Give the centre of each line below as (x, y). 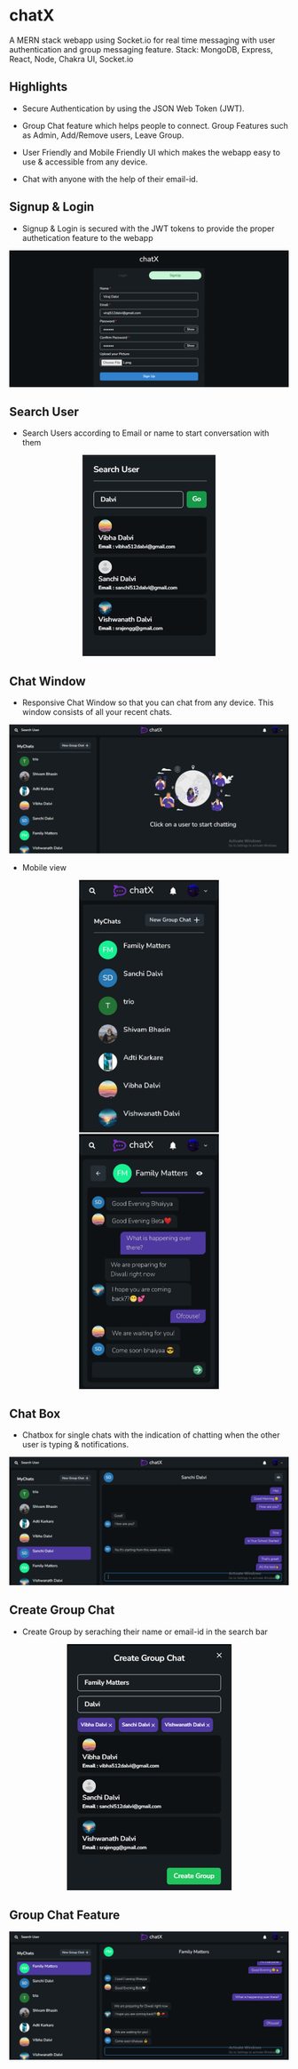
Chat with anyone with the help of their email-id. (110, 179)
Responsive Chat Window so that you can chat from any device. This (148, 702)
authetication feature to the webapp (87, 237)
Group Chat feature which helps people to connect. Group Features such (155, 125)
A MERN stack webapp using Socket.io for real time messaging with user (142, 40)
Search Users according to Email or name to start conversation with (145, 433)
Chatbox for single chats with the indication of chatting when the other (151, 1435)
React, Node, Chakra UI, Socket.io (71, 59)
